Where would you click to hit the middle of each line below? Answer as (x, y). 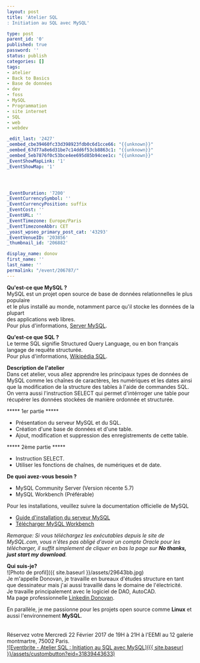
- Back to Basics (28, 78)
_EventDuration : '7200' (36, 193)
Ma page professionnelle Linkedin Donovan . (61, 597)
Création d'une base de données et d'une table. (74, 429)
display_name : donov (32, 254)
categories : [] (26, 61)
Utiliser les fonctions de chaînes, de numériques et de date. (88, 465)
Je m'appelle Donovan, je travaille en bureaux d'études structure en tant (95, 578)
